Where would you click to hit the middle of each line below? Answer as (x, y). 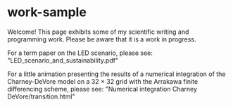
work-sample (47, 12)
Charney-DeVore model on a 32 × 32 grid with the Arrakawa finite (103, 81)
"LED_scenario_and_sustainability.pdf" (63, 60)
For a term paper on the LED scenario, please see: (80, 53)
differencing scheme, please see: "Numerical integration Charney (102, 89)
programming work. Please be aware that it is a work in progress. (102, 39)
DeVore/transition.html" (41, 96)
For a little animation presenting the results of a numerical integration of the (116, 74)
